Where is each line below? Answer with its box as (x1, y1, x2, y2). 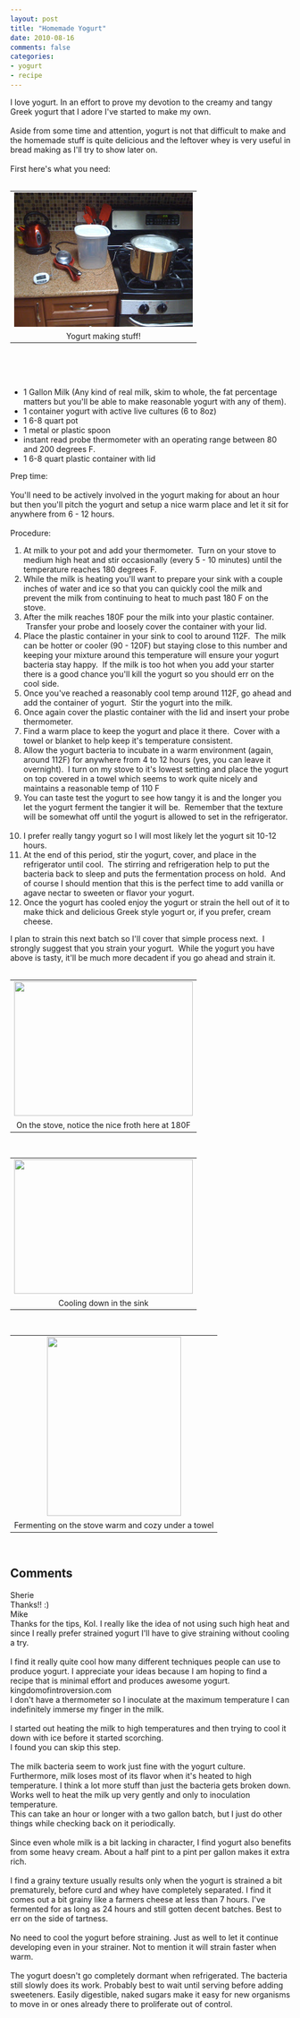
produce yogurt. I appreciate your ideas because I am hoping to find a (10, 1665, 268, 1676)
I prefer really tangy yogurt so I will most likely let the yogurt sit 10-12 (22, 831, 277, 842)
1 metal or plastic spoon (22, 425, 111, 436)
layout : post (10, 14, 59, 23)
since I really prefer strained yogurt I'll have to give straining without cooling (10, 1628, 289, 1638)
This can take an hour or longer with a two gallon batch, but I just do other (10, 1809, 283, 1819)
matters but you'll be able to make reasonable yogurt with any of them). (22, 397, 287, 407)
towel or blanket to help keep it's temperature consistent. (22, 735, 233, 747)
